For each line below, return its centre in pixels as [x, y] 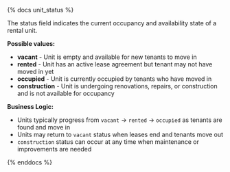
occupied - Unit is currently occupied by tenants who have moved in [114, 79]
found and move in [44, 127]
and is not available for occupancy [66, 93]
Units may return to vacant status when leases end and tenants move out [120, 134]
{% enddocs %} [30, 162]
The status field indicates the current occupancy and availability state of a [112, 23]
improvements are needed [54, 149]
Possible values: [31, 44]
